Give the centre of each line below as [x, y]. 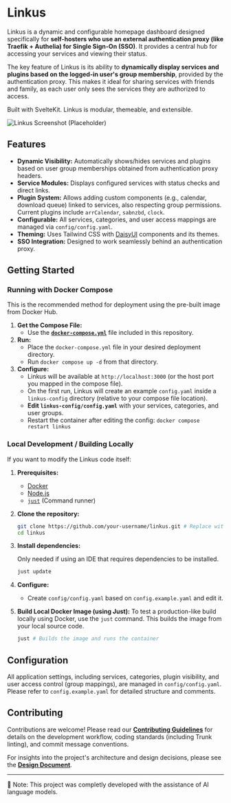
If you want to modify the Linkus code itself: [69, 459]
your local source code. [51, 626]
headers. [30, 175]
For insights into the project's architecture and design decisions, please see [114, 757]
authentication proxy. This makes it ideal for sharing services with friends [111, 81]
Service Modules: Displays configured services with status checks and [118, 183]
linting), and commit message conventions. [68, 744]
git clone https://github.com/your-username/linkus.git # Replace [114, 526]
